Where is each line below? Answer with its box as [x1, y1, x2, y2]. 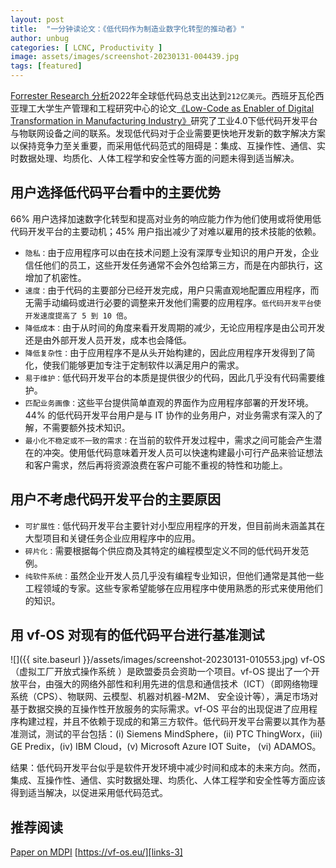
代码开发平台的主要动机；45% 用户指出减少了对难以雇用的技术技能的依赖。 [10, 225, 322, 237]
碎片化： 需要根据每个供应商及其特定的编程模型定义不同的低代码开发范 [24, 544, 310, 556]
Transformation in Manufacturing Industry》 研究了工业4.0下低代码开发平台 [10, 115, 318, 126]
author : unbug [10, 33, 70, 43]
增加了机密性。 [24, 271, 87, 283]
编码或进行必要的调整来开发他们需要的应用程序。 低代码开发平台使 [59, 296, 322, 308]
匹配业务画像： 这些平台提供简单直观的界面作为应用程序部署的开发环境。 [24, 396, 315, 408]
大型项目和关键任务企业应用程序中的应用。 [24, 532, 201, 544]
